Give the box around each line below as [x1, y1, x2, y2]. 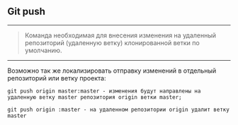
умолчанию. [24, 46, 62, 54]
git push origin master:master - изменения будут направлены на [7, 88, 201, 95]
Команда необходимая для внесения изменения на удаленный [24, 31, 217, 40]
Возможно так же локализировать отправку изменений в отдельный [7, 66, 217, 75]
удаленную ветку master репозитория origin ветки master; [7, 93, 182, 101]
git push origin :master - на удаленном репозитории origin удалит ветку [7, 106, 230, 113]
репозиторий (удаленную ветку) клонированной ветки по [24, 38, 200, 47]
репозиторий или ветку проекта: [7, 73, 106, 82]
